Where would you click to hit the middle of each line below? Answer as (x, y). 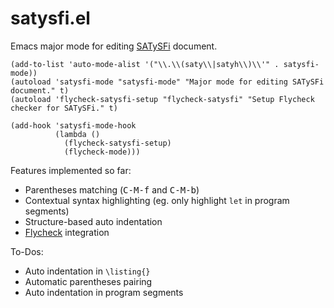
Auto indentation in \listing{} (87, 271)
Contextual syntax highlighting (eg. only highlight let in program (157, 200)
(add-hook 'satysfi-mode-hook (73, 125)
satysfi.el (50, 18)
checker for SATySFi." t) (64, 108)
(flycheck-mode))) (102, 152)
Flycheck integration (67, 232)
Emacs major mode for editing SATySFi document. (114, 46)
